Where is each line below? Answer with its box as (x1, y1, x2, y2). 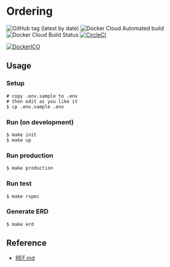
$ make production (6, 165, 53, 171)
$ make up (6, 137, 32, 143)
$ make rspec (6, 193, 40, 200)
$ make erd (6, 221, 34, 227)
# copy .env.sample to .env (6, 93, 78, 99)
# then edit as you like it (6, 98, 78, 105)
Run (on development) (6, 118, 74, 126)
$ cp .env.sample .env (6, 103, 64, 110)
